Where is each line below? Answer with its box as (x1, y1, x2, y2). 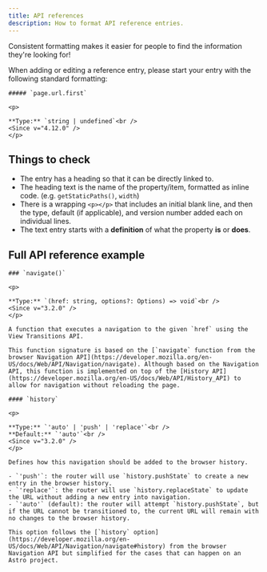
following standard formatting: (8, 74, 108, 83)
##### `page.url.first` (8, 89, 88, 97)
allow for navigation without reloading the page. (8, 382, 181, 390)
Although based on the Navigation (144, 361, 260, 369)
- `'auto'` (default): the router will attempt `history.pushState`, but (8, 501, 260, 509)
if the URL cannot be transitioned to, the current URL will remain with (8, 507, 260, 516)
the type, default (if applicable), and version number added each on (19, 208, 244, 218)
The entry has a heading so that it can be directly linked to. (19, 174, 214, 184)
